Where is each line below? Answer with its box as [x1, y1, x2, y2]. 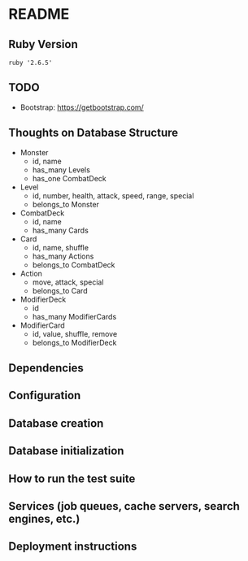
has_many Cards [32, 225, 89, 235]
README [8, 5, 70, 24]
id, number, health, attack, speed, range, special [32, 190, 194, 200]
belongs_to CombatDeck [32, 259, 115, 269]
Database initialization [8, 444, 124, 458]
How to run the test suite [8, 472, 136, 485]
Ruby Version [8, 37, 79, 51]
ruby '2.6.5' [8, 59, 53, 67]
